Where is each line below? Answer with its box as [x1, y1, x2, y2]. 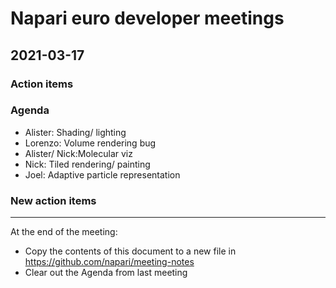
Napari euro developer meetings [10, 7, 285, 30]
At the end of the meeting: [10, 226, 118, 238]
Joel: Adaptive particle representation [24, 168, 181, 181]
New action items [10, 193, 97, 207]
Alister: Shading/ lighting [24, 126, 127, 138]
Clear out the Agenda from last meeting [24, 267, 188, 279]
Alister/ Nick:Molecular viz [24, 147, 133, 159]
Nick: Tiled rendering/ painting [24, 158, 151, 170]
